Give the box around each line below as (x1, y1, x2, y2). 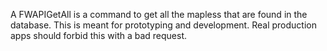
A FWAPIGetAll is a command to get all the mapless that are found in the (10, 9, 308, 20)
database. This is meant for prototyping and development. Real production (10, 19, 317, 31)
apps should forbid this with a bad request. (10, 30, 188, 41)
